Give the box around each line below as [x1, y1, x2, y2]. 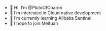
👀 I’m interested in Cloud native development [9, 10, 101, 16]
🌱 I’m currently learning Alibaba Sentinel [9, 15, 92, 21]
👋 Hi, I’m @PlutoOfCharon [9, 5, 63, 10]
